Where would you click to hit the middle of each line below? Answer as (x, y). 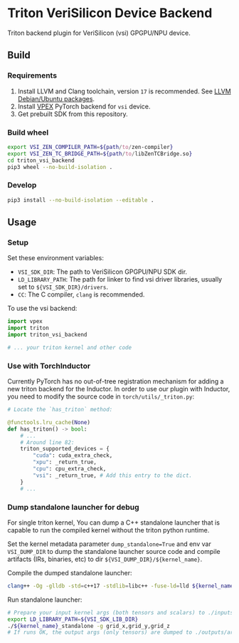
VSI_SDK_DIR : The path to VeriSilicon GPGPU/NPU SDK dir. (102, 272)
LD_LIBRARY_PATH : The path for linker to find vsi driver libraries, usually (120, 279)
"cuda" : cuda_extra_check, (73, 456)
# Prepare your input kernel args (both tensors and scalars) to (106, 612)
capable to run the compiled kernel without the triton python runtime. (108, 530)
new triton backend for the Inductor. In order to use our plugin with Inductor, (119, 389)
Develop (22, 185)
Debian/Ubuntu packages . (56, 98)
